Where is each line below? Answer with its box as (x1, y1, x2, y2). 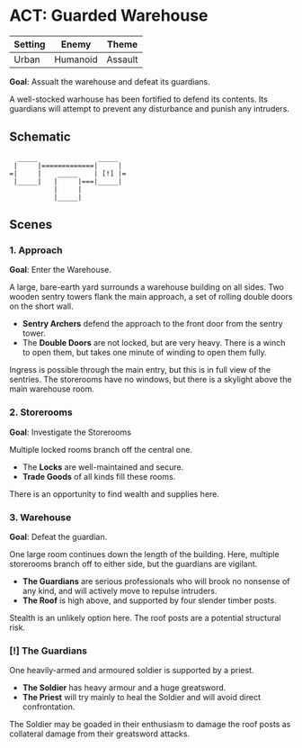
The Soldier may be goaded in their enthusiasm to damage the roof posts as (9, 719, 291, 730)
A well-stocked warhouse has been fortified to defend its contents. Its (9, 94, 268, 104)
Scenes (9, 217, 52, 232)
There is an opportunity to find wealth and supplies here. (9, 488, 220, 500)
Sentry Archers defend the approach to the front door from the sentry (22, 319, 283, 329)
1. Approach (9, 244, 63, 257)
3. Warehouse (9, 510, 72, 523)
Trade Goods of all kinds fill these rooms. (22, 471, 176, 482)
